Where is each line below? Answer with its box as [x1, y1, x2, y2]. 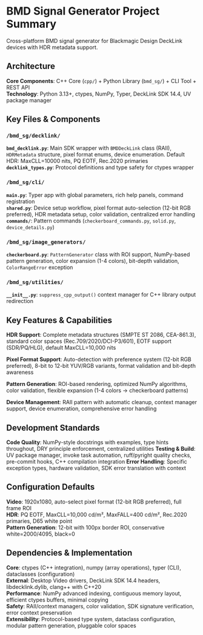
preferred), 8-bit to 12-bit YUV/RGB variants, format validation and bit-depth [6, 362, 196, 370]
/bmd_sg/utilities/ [6, 279, 64, 285]
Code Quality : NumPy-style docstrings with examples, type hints [6, 438, 168, 446]
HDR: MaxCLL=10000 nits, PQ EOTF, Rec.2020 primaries [6, 158, 148, 165]
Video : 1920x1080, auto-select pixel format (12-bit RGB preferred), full [6, 498, 182, 505]
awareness [6, 368, 34, 376]
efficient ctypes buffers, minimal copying [6, 596, 109, 603]
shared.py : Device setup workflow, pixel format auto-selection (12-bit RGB [6, 204, 191, 211]
